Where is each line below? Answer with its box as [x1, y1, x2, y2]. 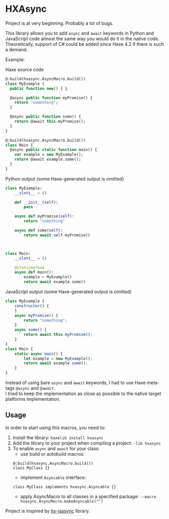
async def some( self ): [14, 228, 63, 233]
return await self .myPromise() [24, 232, 91, 238]
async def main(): [14, 270, 54, 275]
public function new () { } [10, 86, 68, 91]
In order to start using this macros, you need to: [5, 424, 106, 431]
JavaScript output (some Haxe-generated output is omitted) [5, 289, 132, 295]
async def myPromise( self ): [14, 214, 74, 219]
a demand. [5, 46, 28, 52]
